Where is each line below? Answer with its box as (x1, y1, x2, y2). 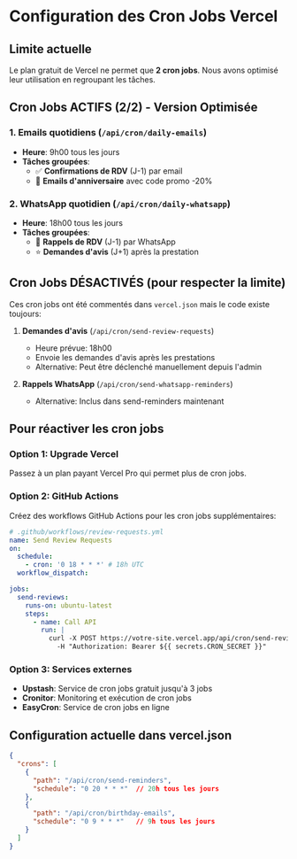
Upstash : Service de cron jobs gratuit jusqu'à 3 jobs (21, 684, 213, 694)
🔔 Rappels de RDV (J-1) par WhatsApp (34, 236, 177, 247)
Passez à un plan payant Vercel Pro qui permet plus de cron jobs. (9, 468, 247, 479)
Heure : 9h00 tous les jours (21, 146, 120, 157)
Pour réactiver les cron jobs (9, 422, 164, 437)
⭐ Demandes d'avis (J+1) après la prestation (34, 246, 199, 257)
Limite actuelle (9, 42, 93, 57)
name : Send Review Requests (9, 536, 113, 545)
